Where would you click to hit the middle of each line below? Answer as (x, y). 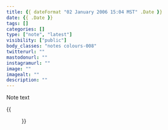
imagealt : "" (23, 74)
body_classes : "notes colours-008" (52, 46)
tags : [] (17, 23)
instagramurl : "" (28, 63)
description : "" (27, 80)
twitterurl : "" (26, 52)
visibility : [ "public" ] (37, 40)
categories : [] (26, 29)
